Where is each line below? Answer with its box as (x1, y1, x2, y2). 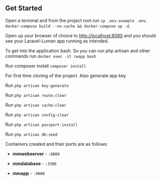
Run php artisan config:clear (5, 111, 69, 117)
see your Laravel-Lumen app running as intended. (5, 38, 109, 44)
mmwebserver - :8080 (12, 151, 60, 157)
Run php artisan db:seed (5, 131, 58, 137)
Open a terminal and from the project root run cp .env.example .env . (5, 17, 147, 23)
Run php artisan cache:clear (5, 102, 67, 108)
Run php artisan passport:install (5, 121, 78, 128)
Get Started (5, 4, 42, 13)
